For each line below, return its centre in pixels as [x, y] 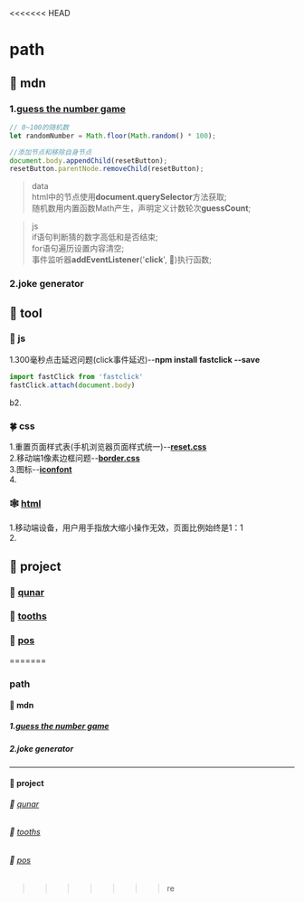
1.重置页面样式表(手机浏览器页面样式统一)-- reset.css [108, 446]
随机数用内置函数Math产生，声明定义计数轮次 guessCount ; [141, 208]
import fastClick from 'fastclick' [76, 376]
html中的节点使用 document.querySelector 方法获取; [129, 197]
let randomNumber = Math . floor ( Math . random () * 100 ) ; [113, 136]
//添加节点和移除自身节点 [51, 152]
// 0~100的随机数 [39, 127]
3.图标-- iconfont [41, 469]
